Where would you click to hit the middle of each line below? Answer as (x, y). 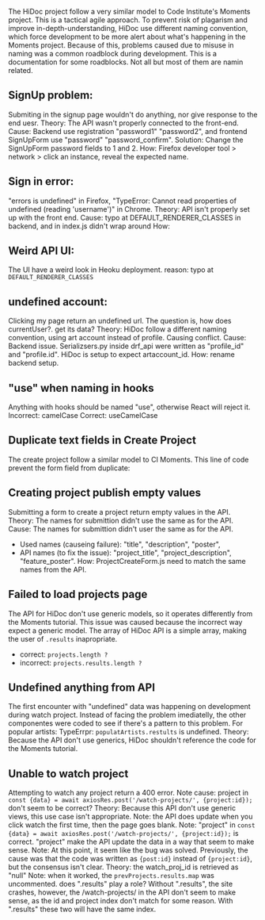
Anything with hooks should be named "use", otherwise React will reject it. (129, 407)
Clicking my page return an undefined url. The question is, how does (120, 321)
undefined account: (58, 302)
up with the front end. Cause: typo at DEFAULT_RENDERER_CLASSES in (125, 217)
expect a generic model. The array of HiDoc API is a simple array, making (127, 631)
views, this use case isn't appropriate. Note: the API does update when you (131, 817)
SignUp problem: (51, 96)
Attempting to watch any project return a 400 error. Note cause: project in (129, 793)
